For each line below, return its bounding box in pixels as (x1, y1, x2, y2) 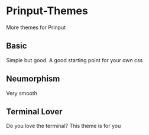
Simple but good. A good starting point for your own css (6, 56, 143, 63)
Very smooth (6, 89, 37, 97)
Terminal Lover (6, 107, 63, 117)
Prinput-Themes (6, 4, 89, 18)
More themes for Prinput (6, 24, 66, 31)
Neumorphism (6, 74, 60, 84)
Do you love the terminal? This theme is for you (6, 123, 121, 130)
